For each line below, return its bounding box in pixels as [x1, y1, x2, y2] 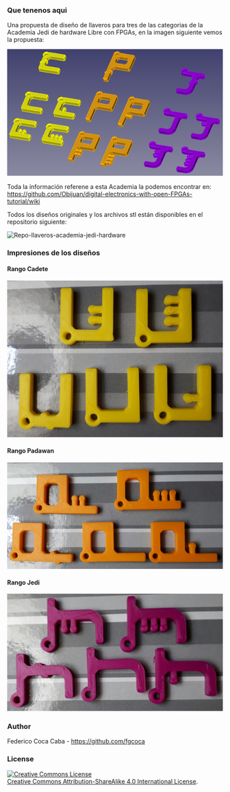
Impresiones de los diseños [7, 248, 101, 257]
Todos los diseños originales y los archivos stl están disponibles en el [7, 210, 203, 218]
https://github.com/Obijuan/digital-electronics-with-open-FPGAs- [7, 190, 193, 198]
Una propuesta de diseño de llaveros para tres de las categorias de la [7, 21, 203, 29]
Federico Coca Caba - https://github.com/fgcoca [7, 737, 145, 745]
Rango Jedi [7, 578, 40, 587]
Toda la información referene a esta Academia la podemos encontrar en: [7, 182, 212, 190]
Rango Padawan [7, 446, 55, 455]
